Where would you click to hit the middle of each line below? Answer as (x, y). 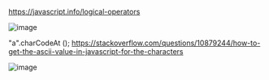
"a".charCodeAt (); (39, 43)
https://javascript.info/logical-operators (74, 12)
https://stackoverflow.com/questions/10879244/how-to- (166, 43)
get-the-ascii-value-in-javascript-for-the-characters (96, 51)
